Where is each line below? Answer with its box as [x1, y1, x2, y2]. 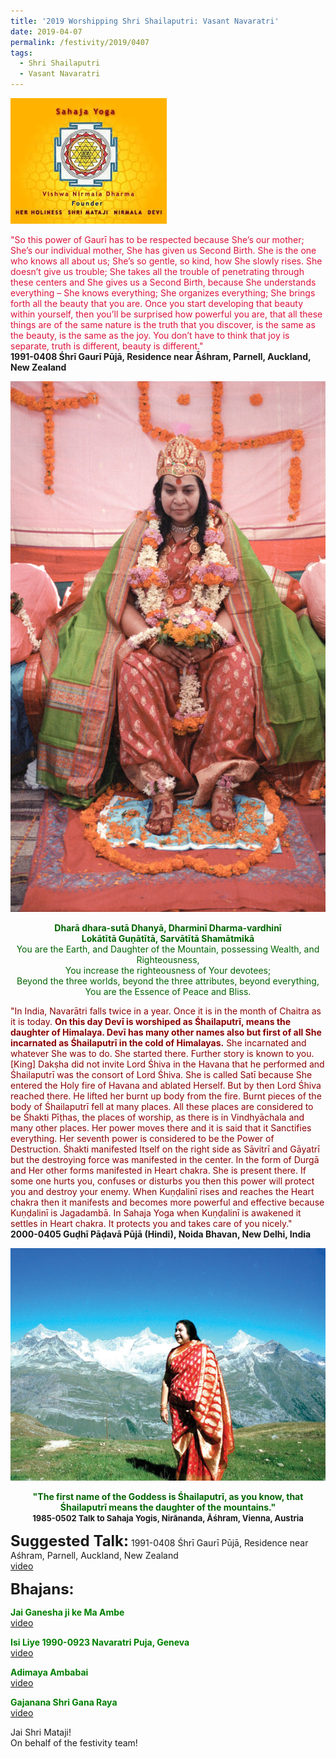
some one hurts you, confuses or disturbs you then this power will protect [10, 1175, 315, 1187]
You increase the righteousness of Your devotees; [64, 964, 272, 976]
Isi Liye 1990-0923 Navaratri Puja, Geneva [10, 1636, 190, 1649]
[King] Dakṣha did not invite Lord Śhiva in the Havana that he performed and [10, 1058, 325, 1070]
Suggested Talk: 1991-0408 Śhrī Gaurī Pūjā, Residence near [10, 1531, 309, 1551]
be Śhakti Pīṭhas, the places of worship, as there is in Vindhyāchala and [10, 1111, 305, 1123]
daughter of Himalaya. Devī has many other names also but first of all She [10, 1026, 322, 1038]
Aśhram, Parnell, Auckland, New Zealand [10, 1550, 179, 1562]
